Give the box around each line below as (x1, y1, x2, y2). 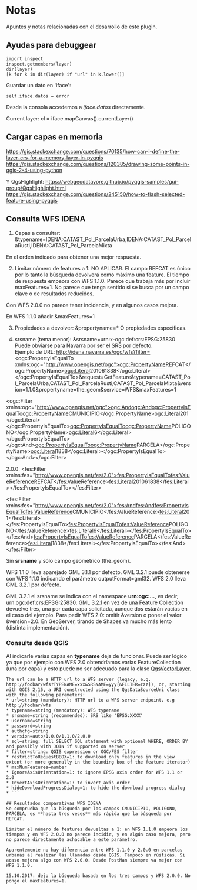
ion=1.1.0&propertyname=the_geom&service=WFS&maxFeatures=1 (14, 386, 176, 393)
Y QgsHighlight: (6, 178, 45, 185)
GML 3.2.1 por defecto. (6, 581, 62, 588)
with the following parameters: (6, 692, 85, 697)
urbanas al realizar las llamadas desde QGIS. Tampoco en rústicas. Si (6, 852, 185, 858)
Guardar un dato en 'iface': (6, 81, 71, 89)
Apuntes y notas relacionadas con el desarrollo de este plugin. (6, 23, 158, 30)
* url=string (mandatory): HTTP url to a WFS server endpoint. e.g (6, 697, 175, 703)
